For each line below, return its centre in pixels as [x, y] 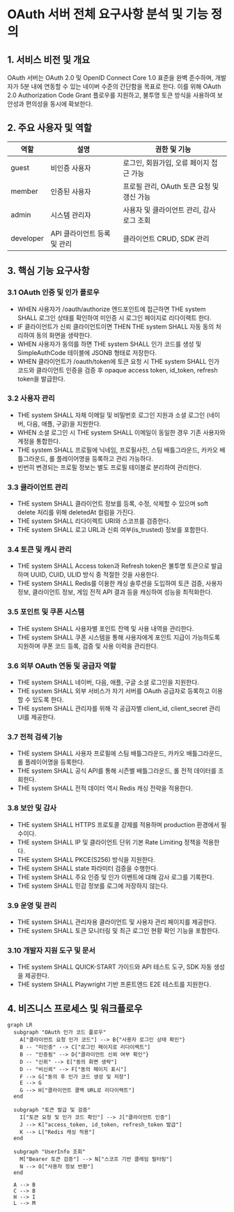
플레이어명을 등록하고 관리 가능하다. [104, 458]
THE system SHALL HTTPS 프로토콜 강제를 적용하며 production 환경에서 [118, 824]
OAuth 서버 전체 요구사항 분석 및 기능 [108, 14]
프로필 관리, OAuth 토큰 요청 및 [171, 186]
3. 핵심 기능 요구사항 [48, 271]
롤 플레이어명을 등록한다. [51, 762]
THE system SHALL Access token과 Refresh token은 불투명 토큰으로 [114, 566]
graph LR [20, 1025]
